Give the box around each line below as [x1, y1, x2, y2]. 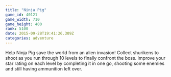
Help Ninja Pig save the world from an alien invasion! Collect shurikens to [5, 49, 159, 56]
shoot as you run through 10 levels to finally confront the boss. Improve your [5, 55, 166, 61]
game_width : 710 [5, 17, 40, 22]
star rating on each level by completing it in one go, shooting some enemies [5, 60, 165, 66]
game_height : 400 [5, 21, 42, 27]
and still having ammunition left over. [5, 65, 83, 71]
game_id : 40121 [5, 12, 38, 17]
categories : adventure [5, 36, 54, 41]
